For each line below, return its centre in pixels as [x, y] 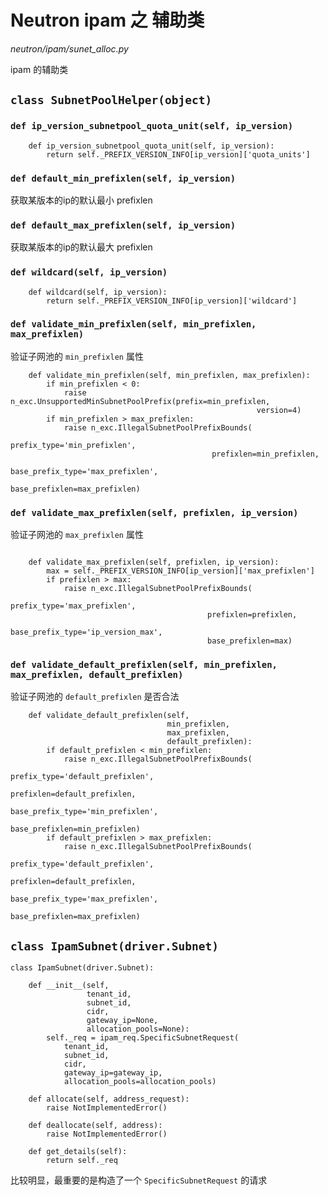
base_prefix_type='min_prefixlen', [84, 812]
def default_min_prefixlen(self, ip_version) [123, 178]
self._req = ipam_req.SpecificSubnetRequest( [143, 1038]
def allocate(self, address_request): [109, 1099]
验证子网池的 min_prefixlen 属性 [77, 356]
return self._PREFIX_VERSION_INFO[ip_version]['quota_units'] [178, 154]
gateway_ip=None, [122, 1021]
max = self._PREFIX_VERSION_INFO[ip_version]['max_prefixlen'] [180, 571]
